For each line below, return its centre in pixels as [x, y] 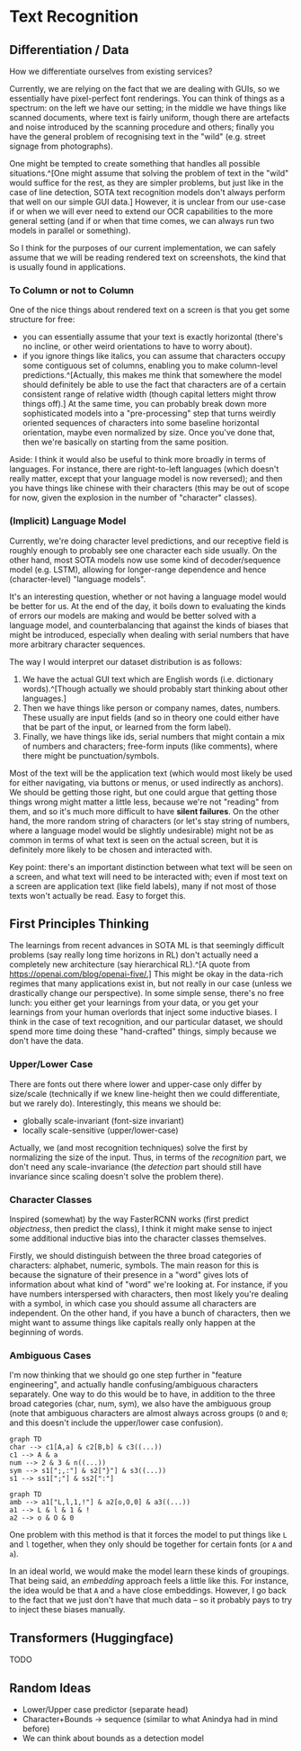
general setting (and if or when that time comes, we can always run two [142, 221]
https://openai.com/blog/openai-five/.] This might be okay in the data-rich [146, 974]
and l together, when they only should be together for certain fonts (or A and [151, 1544]
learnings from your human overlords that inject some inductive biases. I [143, 1012]
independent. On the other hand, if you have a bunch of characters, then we [150, 1313]
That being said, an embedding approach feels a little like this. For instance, [149, 1581]
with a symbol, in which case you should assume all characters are [133, 1303]
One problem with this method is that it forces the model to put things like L [148, 1535]
